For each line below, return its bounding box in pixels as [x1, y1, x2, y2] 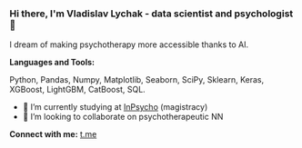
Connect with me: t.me [9, 129, 97, 140]
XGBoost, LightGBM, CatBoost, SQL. [9, 84, 146, 95]
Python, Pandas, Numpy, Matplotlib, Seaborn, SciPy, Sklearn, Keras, [9, 74, 265, 85]
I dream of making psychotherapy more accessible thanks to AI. [9, 39, 248, 50]
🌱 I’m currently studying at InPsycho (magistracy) [22, 102, 208, 113]
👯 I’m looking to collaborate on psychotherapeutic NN [22, 112, 224, 123]
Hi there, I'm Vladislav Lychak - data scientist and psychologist [9, 7, 294, 20]
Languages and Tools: [9, 57, 96, 68]
